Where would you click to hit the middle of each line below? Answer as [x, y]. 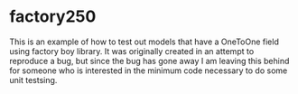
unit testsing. [33, 80]
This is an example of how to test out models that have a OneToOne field [144, 42]
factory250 [53, 17]
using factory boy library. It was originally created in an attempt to [132, 51]
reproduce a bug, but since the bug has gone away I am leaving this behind [149, 61]
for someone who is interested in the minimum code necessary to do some [149, 70]
